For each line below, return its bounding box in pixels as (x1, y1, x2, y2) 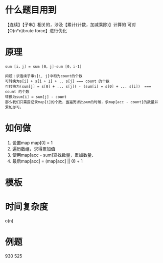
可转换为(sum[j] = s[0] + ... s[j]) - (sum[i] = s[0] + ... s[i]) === (5, 84, 152, 89)
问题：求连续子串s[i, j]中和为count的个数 (5, 73, 83, 78)
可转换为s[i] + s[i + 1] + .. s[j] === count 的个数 (5, 79, 110, 84)
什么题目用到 (5, 4, 57, 16)
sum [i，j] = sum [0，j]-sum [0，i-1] (5, 64, 82, 69)
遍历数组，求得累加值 (12, 145, 55, 152)
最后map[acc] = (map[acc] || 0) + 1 (12, 158, 83, 164)
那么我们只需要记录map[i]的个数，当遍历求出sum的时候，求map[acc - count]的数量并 (5, 99, 159, 104)
